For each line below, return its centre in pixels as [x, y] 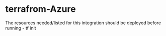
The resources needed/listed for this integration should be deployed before [83, 23]
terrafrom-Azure [41, 9]
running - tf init [21, 28]
